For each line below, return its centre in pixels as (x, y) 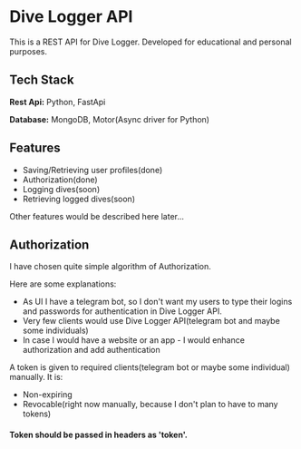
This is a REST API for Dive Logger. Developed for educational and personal (150, 42)
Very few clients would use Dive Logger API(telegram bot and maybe (151, 321)
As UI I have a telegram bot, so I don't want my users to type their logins (157, 302)
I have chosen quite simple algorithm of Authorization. (110, 267)
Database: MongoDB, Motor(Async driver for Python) (110, 119)
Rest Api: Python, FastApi (58, 102)
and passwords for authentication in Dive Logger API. (122, 311)
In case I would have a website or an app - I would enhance (133, 340)
